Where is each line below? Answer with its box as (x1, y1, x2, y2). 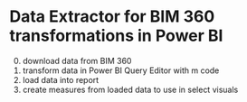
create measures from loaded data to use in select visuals (22, 84, 239, 95)
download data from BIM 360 (22, 55, 132, 66)
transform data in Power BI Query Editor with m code (22, 65, 220, 76)
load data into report (22, 74, 100, 85)
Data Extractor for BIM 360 (9, 6, 215, 27)
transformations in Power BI (9, 25, 223, 46)
